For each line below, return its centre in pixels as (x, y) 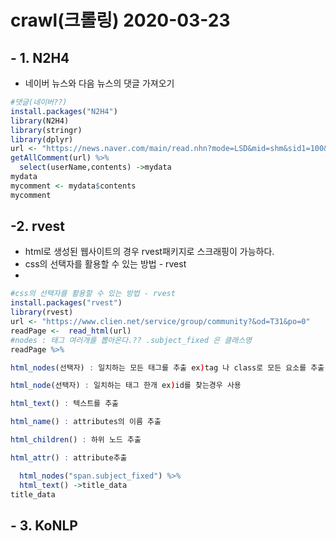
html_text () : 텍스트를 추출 (65, 404)
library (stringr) (46, 130)
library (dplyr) (42, 139)
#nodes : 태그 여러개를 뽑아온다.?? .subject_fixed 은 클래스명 (131, 340)
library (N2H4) (40, 121)
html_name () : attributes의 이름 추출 (86, 422)
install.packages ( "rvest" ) (66, 303)
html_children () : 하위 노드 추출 (76, 440)
